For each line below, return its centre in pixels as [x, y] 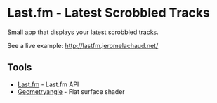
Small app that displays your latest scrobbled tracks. [83, 32]
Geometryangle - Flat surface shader [71, 91]
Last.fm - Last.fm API [48, 84]
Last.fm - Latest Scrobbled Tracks [109, 13]
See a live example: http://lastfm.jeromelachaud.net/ [83, 45]
